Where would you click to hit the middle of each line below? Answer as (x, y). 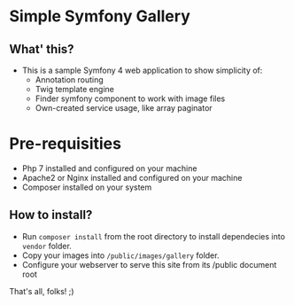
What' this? (42, 49)
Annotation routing (69, 80)
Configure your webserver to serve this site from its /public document (149, 264)
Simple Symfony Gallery (100, 16)
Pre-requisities (66, 144)
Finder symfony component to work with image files (130, 98)
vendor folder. (47, 246)
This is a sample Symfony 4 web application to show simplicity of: (142, 70)
